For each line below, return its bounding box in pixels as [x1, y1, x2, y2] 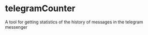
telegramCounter [5, 3, 76, 14]
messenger [5, 24, 28, 30]
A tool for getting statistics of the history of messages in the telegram [5, 19, 144, 25]
